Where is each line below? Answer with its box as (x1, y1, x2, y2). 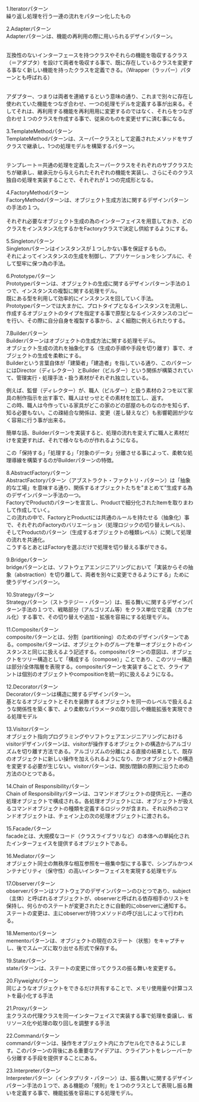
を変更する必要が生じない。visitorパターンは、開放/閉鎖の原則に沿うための (6, 763, 189, 769)
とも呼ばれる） (16, 74, 53, 81)
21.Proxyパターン (6, 1005, 48, 1012)
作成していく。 (16, 507, 53, 513)
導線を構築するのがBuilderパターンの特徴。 (11, 457, 117, 463)
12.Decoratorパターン (6, 683, 58, 690)
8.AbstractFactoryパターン (6, 469, 71, 476)
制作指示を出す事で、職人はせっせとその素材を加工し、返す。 (16, 394, 167, 401)
